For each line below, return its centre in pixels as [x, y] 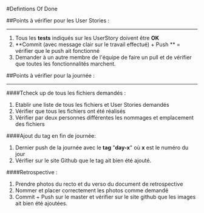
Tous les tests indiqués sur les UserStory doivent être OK [87, 38]
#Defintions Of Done [32, 9]
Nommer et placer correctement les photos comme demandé [92, 190]
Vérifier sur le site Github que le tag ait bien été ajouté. [83, 161]
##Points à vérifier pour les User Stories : [58, 20]
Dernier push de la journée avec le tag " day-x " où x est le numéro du [102, 147]
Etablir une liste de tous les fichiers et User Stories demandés [92, 105]
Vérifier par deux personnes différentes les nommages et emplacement [104, 117]
